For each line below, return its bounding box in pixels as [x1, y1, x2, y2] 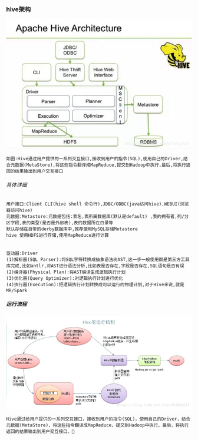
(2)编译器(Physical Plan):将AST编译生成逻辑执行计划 [6, 269, 126, 275]
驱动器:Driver [6, 250, 38, 256]
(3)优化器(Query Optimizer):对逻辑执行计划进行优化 [6, 275, 123, 281]
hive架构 [6, 5, 31, 13]
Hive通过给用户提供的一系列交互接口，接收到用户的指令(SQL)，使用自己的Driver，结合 [6, 416, 190, 422]
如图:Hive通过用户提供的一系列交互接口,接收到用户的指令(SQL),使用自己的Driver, [6, 156, 184, 161]
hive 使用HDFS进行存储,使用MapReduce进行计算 [6, 232, 109, 238]
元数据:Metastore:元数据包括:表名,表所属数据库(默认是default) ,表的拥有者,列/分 [6, 213, 189, 219]
